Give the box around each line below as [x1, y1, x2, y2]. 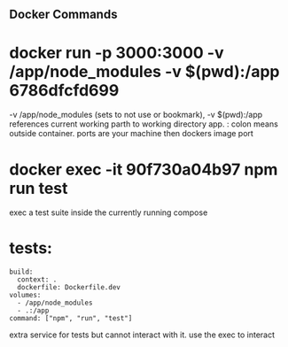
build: [9, 267, 34, 277]
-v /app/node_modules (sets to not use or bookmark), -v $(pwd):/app [9, 110, 263, 120]
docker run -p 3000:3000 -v [9, 42, 224, 63]
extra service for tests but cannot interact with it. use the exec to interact [9, 329, 276, 340]
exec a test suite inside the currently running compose [9, 207, 208, 218]
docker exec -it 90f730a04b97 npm [9, 159, 278, 180]
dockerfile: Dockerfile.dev [17, 283, 121, 292]
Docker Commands [9, 7, 118, 22]
